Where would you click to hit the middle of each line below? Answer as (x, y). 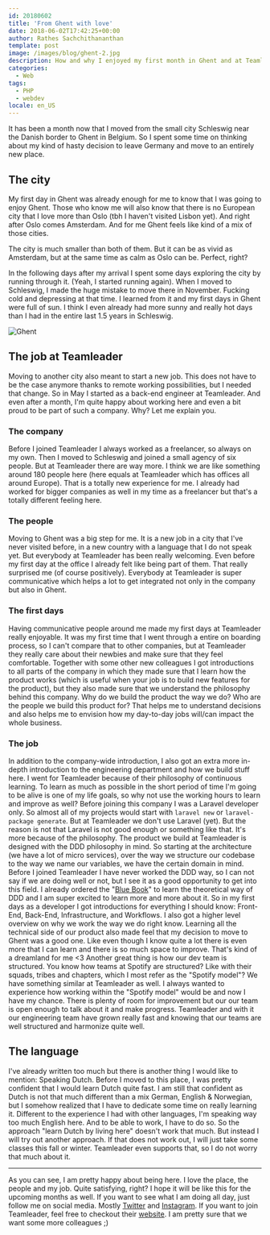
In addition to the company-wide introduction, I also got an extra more (124, 760)
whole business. (35, 723)
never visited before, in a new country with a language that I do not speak (130, 547)
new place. (27, 155)
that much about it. (39, 1156)
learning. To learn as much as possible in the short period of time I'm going (133, 786)
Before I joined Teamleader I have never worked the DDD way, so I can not (131, 872)
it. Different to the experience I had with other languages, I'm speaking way (133, 1113)
